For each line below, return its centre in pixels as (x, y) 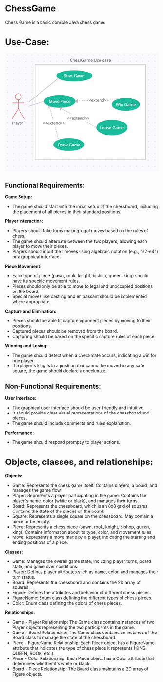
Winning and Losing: (26, 346)
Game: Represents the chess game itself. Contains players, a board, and (85, 485)
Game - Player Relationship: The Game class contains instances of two (83, 622)
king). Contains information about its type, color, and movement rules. (82, 532)
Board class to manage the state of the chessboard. (64, 637)
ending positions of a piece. (40, 542)
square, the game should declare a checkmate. (59, 371)
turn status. (24, 577)
